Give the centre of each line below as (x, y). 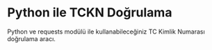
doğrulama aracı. (31, 38)
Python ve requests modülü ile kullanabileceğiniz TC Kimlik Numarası (106, 32)
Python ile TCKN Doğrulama (90, 13)
